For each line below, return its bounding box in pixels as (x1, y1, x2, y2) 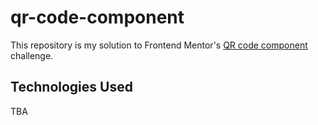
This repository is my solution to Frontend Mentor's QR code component (10, 39, 308, 51)
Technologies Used (10, 79, 133, 96)
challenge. (10, 49, 54, 61)
